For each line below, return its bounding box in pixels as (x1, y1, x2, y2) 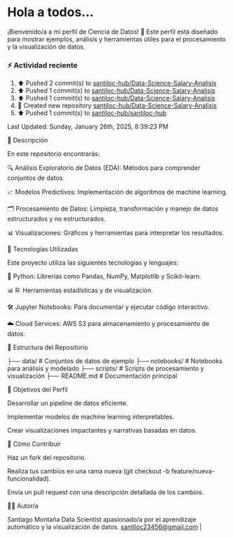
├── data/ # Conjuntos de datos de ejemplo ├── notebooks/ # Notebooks (7, 357, 223, 365)
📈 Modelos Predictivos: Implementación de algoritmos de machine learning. (7, 188, 228, 197)
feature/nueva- (171, 467, 215, 475)
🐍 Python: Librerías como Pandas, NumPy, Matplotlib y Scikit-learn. (7, 272, 202, 281)
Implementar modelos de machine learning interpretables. (7, 412, 174, 421)
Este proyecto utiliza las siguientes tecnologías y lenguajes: (7, 258, 179, 267)
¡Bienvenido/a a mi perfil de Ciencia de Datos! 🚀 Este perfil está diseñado (7, 27, 219, 36)
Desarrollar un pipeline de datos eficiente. (7, 399, 128, 407)
